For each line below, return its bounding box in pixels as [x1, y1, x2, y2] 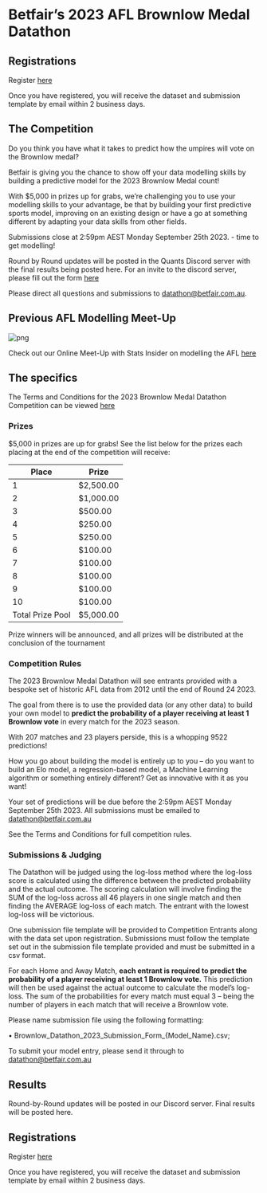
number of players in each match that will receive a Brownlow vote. [8, 1000, 229, 1010]
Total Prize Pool [12, 609, 71, 620]
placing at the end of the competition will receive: [8, 447, 171, 457]
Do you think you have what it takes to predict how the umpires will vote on [8, 143, 255, 153]
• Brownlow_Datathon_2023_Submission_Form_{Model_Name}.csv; [8, 1030, 230, 1041]
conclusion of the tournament [8, 638, 106, 647]
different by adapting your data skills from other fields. [8, 217, 187, 226]
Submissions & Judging [8, 849, 102, 860]
